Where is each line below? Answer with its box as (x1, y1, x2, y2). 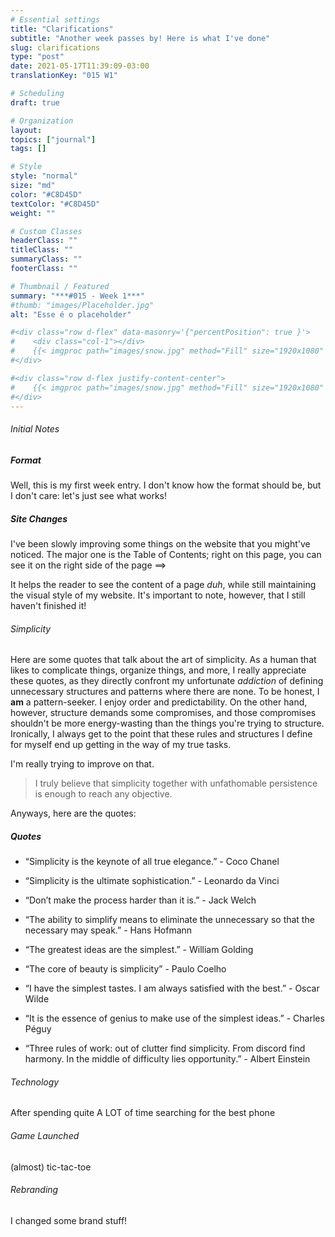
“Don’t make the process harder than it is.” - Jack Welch (24, 894, 257, 906)
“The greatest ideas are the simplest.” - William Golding (24, 944, 254, 956)
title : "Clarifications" (10, 24, 114, 34)
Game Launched (10, 1129, 80, 1141)
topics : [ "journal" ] (10, 134, 97, 145)
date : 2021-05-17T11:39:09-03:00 (10, 61, 150, 71)
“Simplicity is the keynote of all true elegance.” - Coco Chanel (24, 856, 280, 868)
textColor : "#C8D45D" (10, 199, 101, 209)
